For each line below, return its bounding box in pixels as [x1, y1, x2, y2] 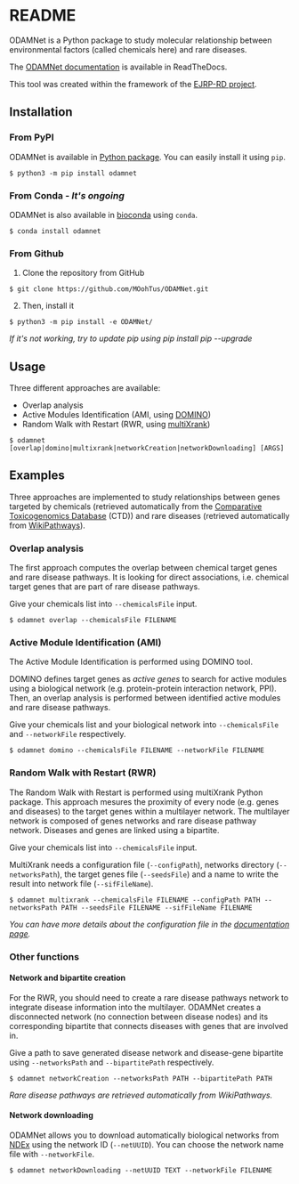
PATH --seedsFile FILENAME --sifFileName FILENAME [61, 903, 253, 912]
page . [9, 928, 31, 939]
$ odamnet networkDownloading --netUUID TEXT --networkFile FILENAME [9, 1166, 273, 1175]
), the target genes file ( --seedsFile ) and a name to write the [56, 869, 279, 880]
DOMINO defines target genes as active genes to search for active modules [9, 674, 287, 685]
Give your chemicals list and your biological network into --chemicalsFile [9, 719, 279, 730]
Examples [9, 468, 65, 483]
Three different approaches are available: [9, 383, 161, 393]
